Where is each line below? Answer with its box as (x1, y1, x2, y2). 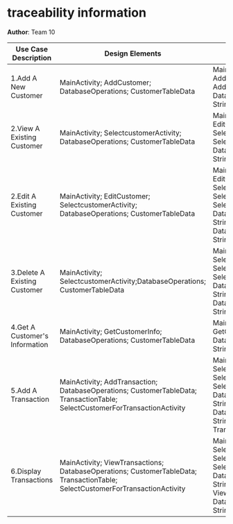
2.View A (10, 124, 40, 133)
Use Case (15, 44, 49, 53)
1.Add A (10, 73, 37, 83)
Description (12, 53, 52, 62)
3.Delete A (10, 267, 45, 277)
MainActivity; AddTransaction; (60, 377, 158, 387)
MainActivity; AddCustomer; (60, 78, 151, 87)
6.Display (10, 466, 42, 476)
